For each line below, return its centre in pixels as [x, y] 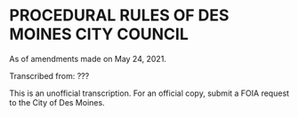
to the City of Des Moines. [57, 102]
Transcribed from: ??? [49, 75]
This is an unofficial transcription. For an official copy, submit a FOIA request [149, 93]
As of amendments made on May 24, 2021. [88, 58]
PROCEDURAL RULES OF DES [119, 16]
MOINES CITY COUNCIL [99, 34]
